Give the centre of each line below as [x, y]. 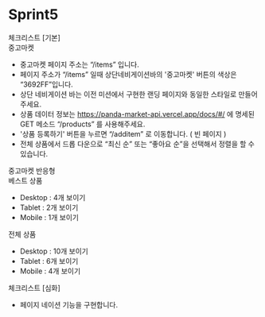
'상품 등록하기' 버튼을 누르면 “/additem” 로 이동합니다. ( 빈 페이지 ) [123, 133]
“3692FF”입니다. [46, 84]
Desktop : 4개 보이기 [53, 197]
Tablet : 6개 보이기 [49, 261]
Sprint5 [33, 15]
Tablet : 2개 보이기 [49, 207]
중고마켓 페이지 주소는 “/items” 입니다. [79, 64]
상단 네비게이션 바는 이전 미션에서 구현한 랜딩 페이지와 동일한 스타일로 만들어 [139, 94]
